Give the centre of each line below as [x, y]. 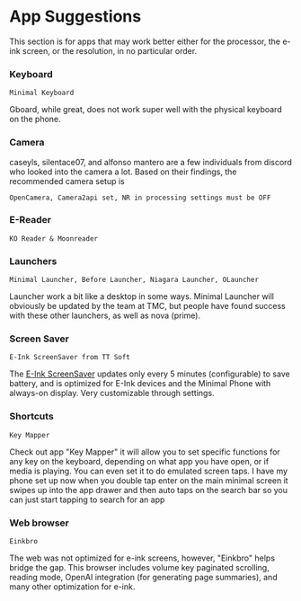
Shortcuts [31, 417]
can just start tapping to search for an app [87, 499]
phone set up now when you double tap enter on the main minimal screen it [149, 480]
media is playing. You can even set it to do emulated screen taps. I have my [149, 471]
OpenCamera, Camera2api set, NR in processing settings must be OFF [140, 198]
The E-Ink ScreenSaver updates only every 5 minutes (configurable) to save [150, 374]
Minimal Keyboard [42, 93]
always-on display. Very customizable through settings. [112, 393]
